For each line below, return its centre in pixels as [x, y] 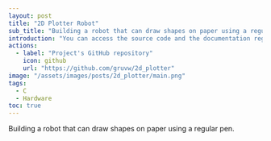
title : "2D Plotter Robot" [54, 23]
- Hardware [34, 98]
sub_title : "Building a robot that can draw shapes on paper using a [128, 31]
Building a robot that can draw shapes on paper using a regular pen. [122, 129]
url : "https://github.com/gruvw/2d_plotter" [99, 68]
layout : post [30, 16]
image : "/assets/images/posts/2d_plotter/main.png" [97, 76]
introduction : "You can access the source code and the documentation [129, 38]
